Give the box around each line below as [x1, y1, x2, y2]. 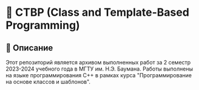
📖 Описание [5, 43, 53, 53]
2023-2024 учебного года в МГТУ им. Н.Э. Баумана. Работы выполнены [5, 65, 194, 72]
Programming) [5, 18, 80, 32]
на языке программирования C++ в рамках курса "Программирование [5, 72, 192, 78]
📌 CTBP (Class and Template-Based [5, 5, 189, 19]
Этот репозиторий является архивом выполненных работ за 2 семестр [5, 59, 191, 66]
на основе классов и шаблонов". [5, 78, 91, 85]
